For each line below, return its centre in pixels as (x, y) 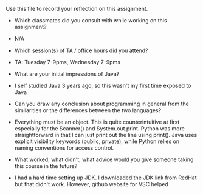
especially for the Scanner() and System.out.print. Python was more (99, 129)
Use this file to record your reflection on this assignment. (77, 9)
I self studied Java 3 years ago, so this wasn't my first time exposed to (103, 85)
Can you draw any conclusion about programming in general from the (101, 104)
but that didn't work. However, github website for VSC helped (91, 184)
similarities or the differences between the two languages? (88, 110)
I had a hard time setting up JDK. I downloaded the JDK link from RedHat (105, 178)
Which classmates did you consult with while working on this (91, 20)
